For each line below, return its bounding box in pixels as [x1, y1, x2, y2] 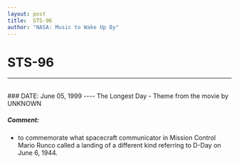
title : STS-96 [7, 17, 53, 24]
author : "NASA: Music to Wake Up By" [7, 23, 119, 31]
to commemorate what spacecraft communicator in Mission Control [17, 133, 216, 142]
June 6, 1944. [17, 148, 58, 157]
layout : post [7, 10, 46, 18]
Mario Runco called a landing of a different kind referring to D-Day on [17, 141, 222, 150]
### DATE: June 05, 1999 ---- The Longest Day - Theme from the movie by [7, 92, 229, 100]
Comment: [7, 115, 40, 124]
